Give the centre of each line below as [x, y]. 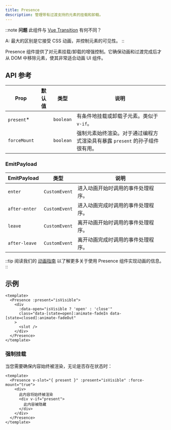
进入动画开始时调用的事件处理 [113, 188]
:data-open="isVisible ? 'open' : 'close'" [66, 309]
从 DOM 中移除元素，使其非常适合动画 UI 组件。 [55, 58]
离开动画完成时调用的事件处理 [113, 240]
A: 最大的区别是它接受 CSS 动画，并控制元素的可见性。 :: [65, 41]
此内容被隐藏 [35, 404]
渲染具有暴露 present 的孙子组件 [120, 141]
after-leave [22, 243]
